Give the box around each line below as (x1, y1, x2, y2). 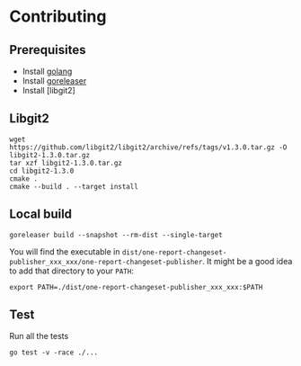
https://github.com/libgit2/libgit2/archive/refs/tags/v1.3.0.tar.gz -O (9, 142, 288, 152)
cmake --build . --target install (9, 182, 139, 191)
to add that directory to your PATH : (9, 265, 135, 276)
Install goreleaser (22, 76, 87, 86)
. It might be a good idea (201, 255, 293, 266)
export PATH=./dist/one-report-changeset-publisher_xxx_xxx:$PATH (9, 282, 263, 291)
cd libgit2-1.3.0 (9, 166, 75, 175)
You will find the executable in (9, 245, 120, 257)
